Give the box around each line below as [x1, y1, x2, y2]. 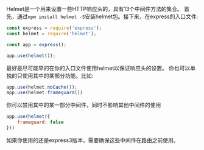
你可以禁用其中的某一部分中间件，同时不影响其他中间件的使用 [6, 101, 161, 109]
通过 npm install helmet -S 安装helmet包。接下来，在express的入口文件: [16, 13, 199, 20]
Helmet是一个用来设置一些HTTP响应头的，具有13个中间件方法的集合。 [6, 5, 183, 12]
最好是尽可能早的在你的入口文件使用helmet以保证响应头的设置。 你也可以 [6, 64, 191, 72]
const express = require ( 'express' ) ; [6, 25, 102, 31]
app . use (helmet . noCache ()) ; [6, 84, 78, 90]
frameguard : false [17, 119, 64, 126]
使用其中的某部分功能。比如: [22, 72, 94, 79]
